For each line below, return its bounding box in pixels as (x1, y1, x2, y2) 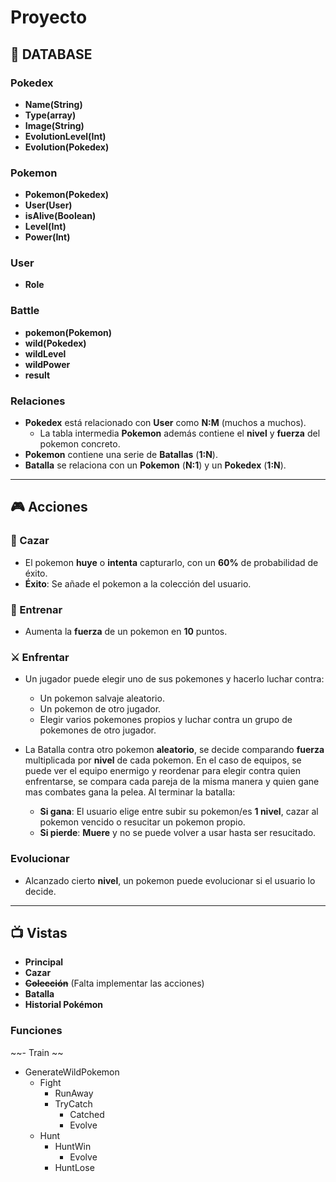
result (24, 369, 51, 381)
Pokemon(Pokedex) (24, 189, 110, 201)
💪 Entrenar (10, 602, 63, 616)
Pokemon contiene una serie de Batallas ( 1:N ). (24, 449, 218, 461)
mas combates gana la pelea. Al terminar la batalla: (24, 786, 236, 798)
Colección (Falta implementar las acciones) (24, 977, 205, 990)
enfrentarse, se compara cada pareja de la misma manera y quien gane (24, 776, 320, 788)
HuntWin (54, 1140, 92, 1152)
